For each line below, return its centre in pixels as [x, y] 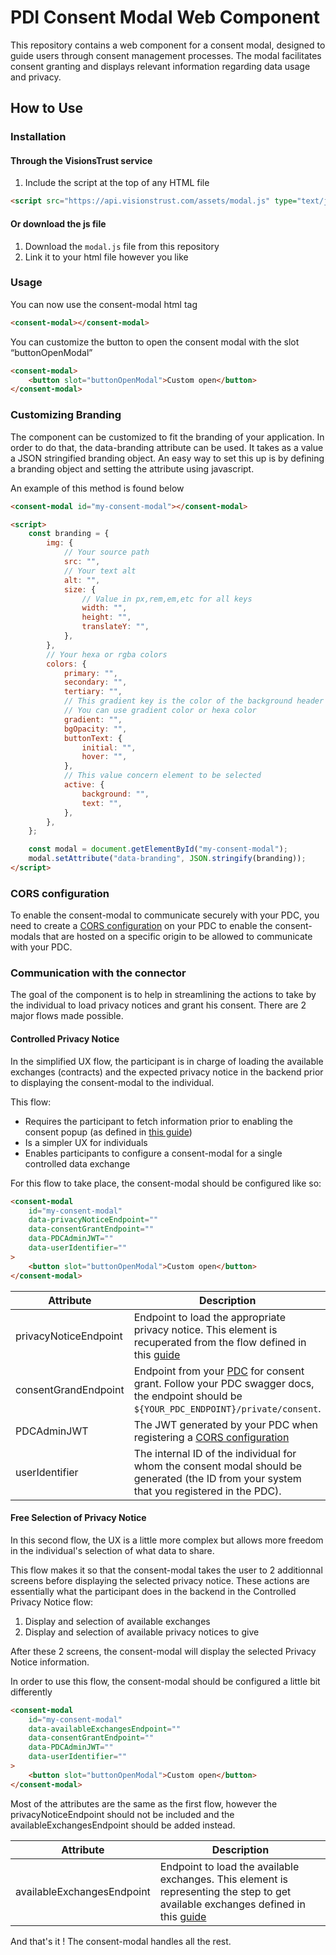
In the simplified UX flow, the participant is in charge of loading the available [167, 1061]
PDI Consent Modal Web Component [165, 17]
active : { [84, 785]
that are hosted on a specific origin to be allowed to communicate [177, 937]
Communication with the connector [98, 973]
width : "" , [104, 608]
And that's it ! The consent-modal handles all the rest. [121, 1941]
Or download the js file [58, 223]
